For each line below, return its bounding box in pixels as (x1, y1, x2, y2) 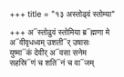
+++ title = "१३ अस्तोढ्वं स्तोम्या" (9, 9, 116, 19)
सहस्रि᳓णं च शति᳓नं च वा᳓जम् (9, 57, 94, 68)
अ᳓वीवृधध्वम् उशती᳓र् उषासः (9, 37, 90, 47)
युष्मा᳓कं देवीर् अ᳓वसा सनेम (9, 47, 88, 58)
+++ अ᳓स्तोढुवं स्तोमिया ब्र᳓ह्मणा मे (9, 27, 110, 37)
